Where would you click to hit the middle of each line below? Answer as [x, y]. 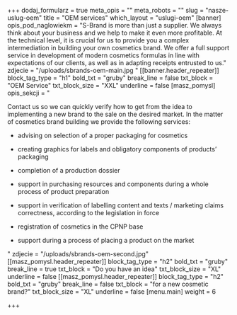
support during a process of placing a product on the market [106, 240]
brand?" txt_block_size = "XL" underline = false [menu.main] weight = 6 [112, 292]
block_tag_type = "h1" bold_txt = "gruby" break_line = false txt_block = [110, 78]
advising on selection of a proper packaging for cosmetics [103, 135]
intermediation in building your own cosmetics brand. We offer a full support [118, 48]
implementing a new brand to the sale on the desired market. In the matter [115, 114]
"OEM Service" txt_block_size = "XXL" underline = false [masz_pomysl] [111, 85]
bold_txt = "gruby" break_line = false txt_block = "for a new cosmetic [108, 284]
